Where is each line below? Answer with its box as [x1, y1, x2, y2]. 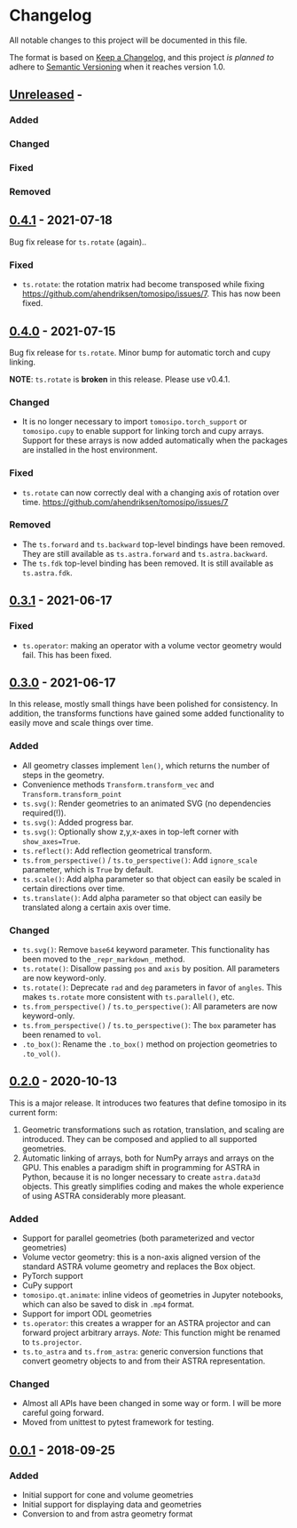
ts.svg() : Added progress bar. [21, 816, 135, 827]
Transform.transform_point [21, 790, 122, 799]
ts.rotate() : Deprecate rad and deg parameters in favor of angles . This [21, 982, 282, 993]
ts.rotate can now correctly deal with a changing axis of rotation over [21, 487, 280, 498]
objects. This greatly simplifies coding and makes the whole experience [21, 1180, 285, 1192]
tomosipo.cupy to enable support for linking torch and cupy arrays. [21, 426, 264, 437]
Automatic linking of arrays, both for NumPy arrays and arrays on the [21, 1153, 275, 1163]
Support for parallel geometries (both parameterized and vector [21, 1233, 255, 1243]
